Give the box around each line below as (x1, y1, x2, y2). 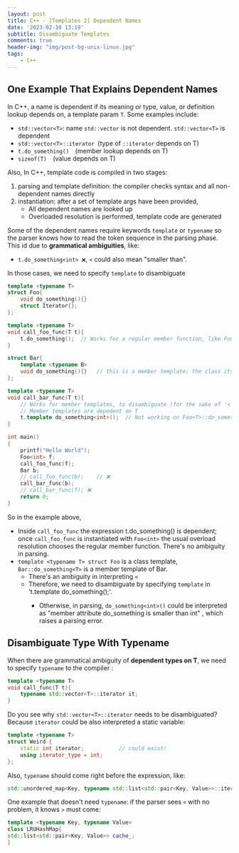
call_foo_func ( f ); (20, 460, 75, 468)
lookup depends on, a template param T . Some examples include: (7, 110, 199, 118)
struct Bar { (7, 355, 43, 362)
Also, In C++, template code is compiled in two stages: (7, 168, 168, 176)
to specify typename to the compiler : (7, 663, 114, 672)
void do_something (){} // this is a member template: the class (20, 368, 221, 375)
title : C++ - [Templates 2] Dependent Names (7, 17, 142, 24)
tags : (7, 51, 23, 58)
